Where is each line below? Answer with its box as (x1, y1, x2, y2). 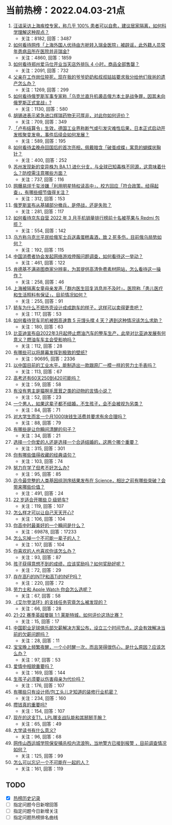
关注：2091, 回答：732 (20, 67, 69, 73)
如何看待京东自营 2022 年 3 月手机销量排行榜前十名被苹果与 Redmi (13, 215, 154, 221)
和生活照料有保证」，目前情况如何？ (13, 292, 87, 298)
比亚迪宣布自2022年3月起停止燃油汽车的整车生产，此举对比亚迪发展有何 (13, 330, 166, 336)
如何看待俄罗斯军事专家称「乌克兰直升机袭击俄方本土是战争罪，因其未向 (13, 93, 165, 99)
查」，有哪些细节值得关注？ (13, 189, 69, 195)
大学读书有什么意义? (13, 727, 56, 733)
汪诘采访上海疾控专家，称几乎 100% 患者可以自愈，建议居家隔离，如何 (13, 23, 162, 29)
